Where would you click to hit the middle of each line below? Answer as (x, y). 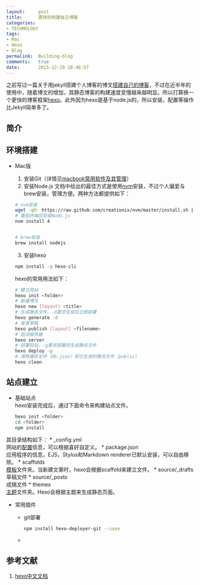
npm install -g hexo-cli (46, 267)
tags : (13, 34)
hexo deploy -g (34, 351)
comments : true (28, 62)
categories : (21, 23)
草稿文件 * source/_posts (37, 477)
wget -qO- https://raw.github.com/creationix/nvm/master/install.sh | (104, 210)
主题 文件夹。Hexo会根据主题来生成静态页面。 (62, 492)
